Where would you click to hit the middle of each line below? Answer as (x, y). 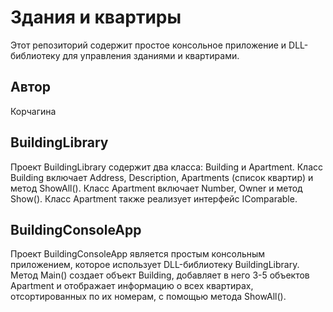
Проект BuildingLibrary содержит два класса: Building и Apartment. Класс (167, 167)
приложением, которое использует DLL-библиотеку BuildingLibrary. (155, 265)
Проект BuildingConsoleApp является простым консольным (138, 254)
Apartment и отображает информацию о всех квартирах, (132, 286)
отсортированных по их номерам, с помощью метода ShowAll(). (148, 297)
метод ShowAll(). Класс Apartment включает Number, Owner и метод (156, 188)
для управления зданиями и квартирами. (151, 55)
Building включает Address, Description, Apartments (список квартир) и (162, 177)
